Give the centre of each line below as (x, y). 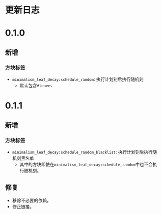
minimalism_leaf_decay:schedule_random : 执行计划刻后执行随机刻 (78, 79)
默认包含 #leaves (36, 86)
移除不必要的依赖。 (32, 200)
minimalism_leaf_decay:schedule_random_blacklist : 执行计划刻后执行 (82, 152)
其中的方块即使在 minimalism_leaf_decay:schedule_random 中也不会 (86, 164)
